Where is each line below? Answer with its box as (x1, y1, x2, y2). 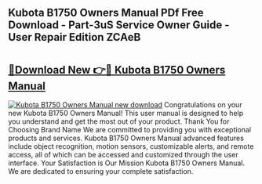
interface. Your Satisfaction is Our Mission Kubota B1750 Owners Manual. (8, 158, 246, 168)
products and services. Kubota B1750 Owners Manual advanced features (8, 133, 245, 143)
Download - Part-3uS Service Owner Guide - (8, 19, 230, 32)
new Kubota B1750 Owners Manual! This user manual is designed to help (8, 109, 244, 117)
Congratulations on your (164, 100, 242, 109)
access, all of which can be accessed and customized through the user (8, 150, 238, 159)
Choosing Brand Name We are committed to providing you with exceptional (8, 125, 252, 134)
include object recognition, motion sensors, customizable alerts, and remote (8, 142, 254, 151)
